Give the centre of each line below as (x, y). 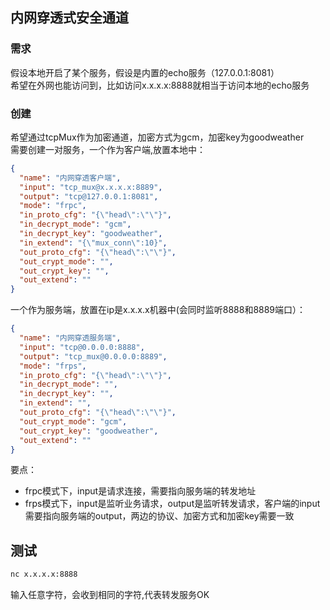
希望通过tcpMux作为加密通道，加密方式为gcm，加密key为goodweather (157, 137)
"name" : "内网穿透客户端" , (70, 178)
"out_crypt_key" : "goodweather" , (89, 431)
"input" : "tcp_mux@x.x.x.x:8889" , (91, 187)
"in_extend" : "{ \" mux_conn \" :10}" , (93, 243)
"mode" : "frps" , (53, 366)
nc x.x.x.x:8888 (44, 574)
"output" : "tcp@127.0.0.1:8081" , (89, 196)
